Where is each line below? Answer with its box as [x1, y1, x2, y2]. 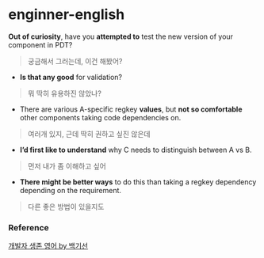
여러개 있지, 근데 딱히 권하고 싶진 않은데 [27, 129, 151, 138]
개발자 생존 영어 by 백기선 [8, 241, 89, 251]
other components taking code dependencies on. [19, 112, 182, 122]
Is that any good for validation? [19, 72, 123, 82]
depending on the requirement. [19, 185, 121, 195]
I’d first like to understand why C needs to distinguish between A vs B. [19, 145, 252, 154]
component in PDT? [8, 40, 73, 49]
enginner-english [8, 6, 125, 24]
